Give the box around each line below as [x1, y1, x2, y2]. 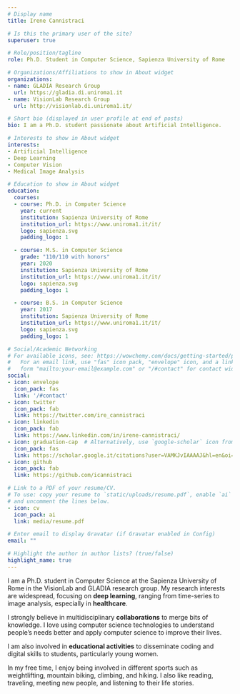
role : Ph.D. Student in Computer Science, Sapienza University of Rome [7, 56, 225, 64]
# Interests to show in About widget [7, 135, 120, 142]
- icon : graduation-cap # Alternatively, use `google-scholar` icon [7, 438, 219, 446]
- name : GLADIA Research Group [7, 82, 101, 89]
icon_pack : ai [14, 511, 56, 518]
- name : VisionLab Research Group [7, 96, 111, 103]
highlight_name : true [7, 557, 72, 564]
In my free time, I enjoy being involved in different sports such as [7, 663, 199, 672]
